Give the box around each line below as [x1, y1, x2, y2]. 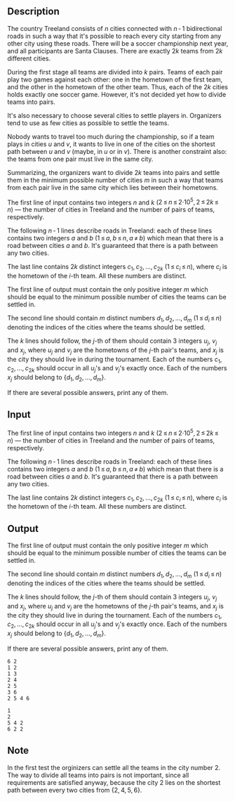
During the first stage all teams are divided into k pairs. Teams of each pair [7, 67, 223, 76]
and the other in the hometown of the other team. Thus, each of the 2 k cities [7, 82, 228, 91]
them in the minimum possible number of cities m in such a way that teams [7, 176, 224, 184]
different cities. [7, 54, 51, 63]
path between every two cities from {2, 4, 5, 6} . [7, 786, 142, 794]
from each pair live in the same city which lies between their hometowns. [7, 183, 219, 192]
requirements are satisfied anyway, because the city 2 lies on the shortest [7, 778, 221, 786]
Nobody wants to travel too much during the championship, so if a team [7, 132, 215, 141]
